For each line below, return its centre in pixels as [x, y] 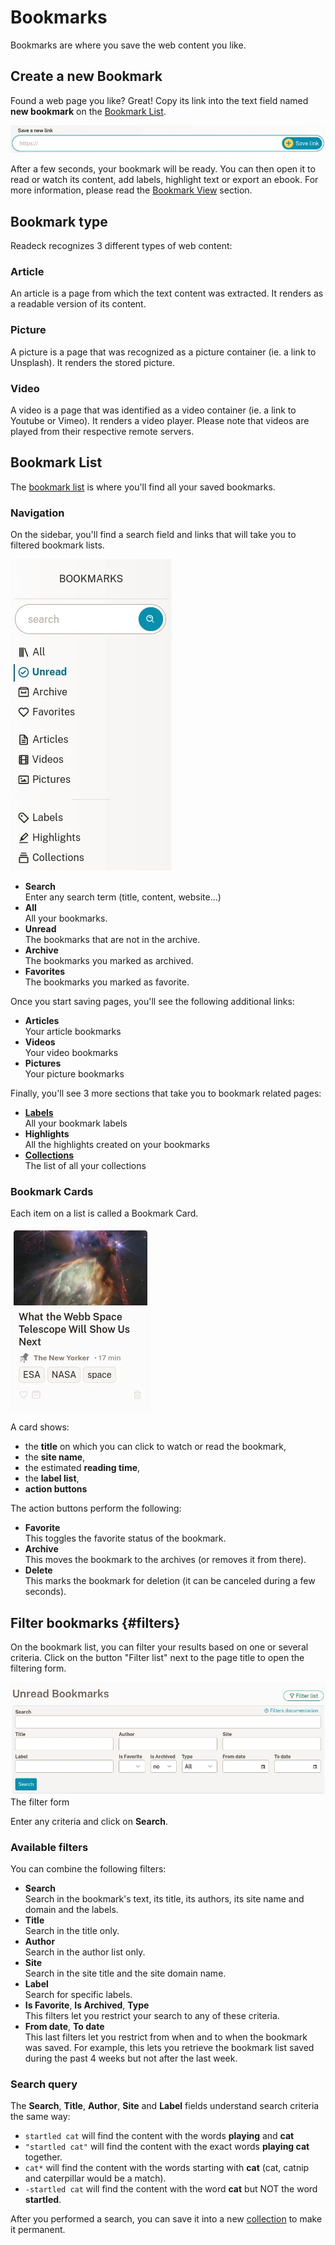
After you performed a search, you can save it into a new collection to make [166, 2219]
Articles [42, 1021]
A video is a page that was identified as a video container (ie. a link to [153, 410]
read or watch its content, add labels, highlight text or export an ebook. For [164, 180]
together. [43, 2157]
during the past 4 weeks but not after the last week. [131, 2058]
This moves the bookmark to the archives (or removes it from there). [165, 1560]
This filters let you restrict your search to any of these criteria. [152, 2016]
